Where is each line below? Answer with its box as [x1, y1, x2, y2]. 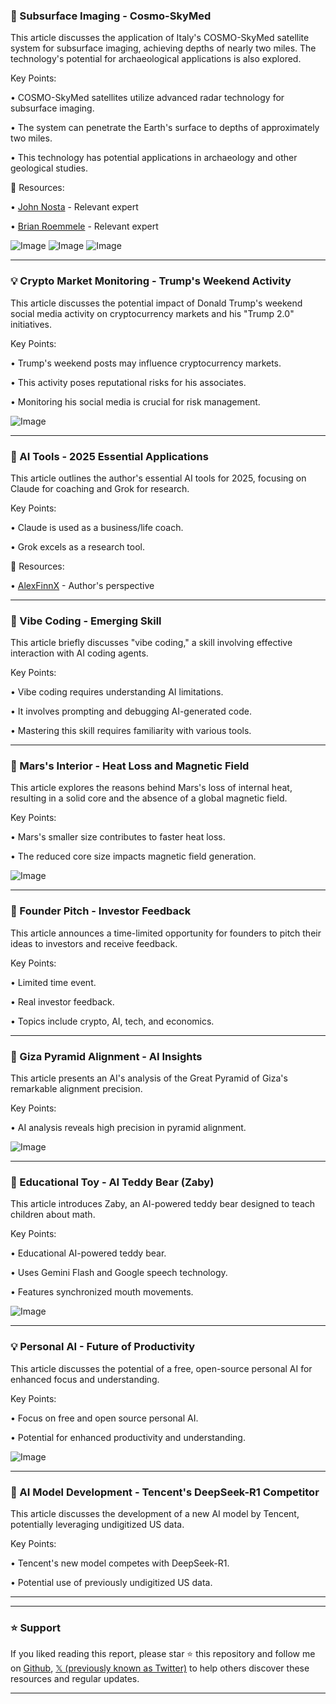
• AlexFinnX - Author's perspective [10, 579, 155, 591]
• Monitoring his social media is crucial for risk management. [10, 395, 261, 408]
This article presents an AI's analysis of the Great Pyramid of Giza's [10, 1072, 288, 1084]
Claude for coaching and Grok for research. [10, 482, 190, 494]
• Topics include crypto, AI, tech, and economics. [10, 1015, 215, 1027]
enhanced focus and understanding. [10, 1373, 160, 1385]
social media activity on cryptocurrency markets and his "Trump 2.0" [10, 307, 295, 319]
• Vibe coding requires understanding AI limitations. [10, 686, 224, 698]
